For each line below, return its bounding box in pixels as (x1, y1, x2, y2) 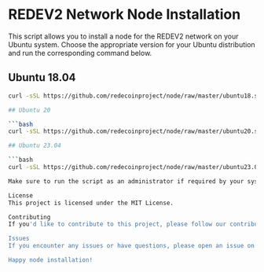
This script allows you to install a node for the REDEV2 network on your (8, 31, 239, 41)
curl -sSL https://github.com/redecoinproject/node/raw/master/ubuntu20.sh (8, 127, 262, 135)
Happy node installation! (8, 256, 93, 264)
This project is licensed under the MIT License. (8, 199, 174, 207)
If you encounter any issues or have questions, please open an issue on (8, 242, 255, 250)
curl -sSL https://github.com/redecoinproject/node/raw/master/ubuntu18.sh (8, 92, 262, 100)
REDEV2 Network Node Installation (8, 6, 241, 24)
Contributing (8, 213, 51, 221)
